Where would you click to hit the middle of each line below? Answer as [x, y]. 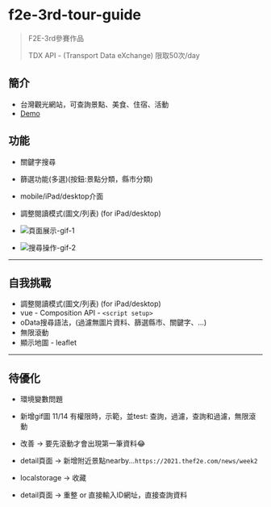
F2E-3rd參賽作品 [56, 38]
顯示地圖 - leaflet [48, 343]
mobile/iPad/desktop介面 [62, 196]
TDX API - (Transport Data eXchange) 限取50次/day [114, 55]
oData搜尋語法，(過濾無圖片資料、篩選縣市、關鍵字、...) [113, 323]
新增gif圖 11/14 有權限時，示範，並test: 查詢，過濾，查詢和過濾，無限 [134, 417]
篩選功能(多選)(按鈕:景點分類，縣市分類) [86, 178]
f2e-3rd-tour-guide [75, 15]
